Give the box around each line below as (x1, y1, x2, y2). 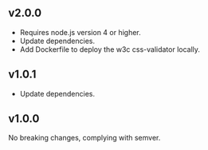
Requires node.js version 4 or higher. (19, 27, 141, 37)
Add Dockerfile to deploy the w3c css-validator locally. (19, 44, 201, 54)
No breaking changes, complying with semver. (8, 133, 161, 143)
